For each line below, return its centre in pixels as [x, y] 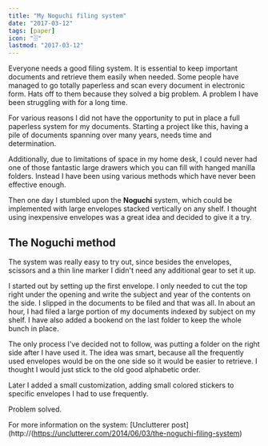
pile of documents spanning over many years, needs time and [110, 135]
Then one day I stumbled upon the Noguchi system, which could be [120, 201]
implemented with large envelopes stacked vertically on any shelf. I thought [133, 209]
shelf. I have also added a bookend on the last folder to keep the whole [125, 320]
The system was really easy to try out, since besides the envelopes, [120, 262]
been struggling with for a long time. [68, 103]
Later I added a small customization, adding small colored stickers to [121, 385]
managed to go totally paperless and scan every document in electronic [127, 86]
